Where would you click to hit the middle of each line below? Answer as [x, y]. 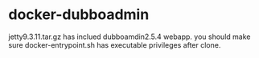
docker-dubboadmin [79, 15]
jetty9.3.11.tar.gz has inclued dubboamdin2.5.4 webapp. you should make [129, 37]
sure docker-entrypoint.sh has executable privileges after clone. [115, 44]
